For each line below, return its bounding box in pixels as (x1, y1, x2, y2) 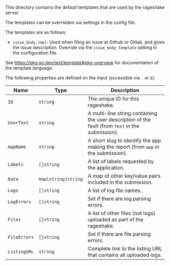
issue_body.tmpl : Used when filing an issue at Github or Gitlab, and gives (12, 39, 165, 45)
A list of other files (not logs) (88, 210, 156, 216)
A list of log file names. (88, 187, 142, 194)
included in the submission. (88, 179, 153, 186)
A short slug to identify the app (88, 137, 161, 144)
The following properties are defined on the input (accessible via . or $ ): (5, 75, 156, 80)
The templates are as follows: (5, 29, 67, 35)
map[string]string (38, 176, 83, 182)
